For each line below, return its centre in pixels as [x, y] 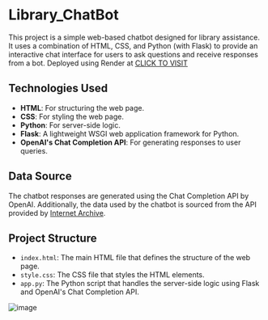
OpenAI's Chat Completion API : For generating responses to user [130, 142]
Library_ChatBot [64, 15]
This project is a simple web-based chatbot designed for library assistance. [134, 37]
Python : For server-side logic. [70, 125]
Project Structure [53, 238]
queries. [34, 150]
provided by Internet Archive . [57, 213]
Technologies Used [58, 88]
